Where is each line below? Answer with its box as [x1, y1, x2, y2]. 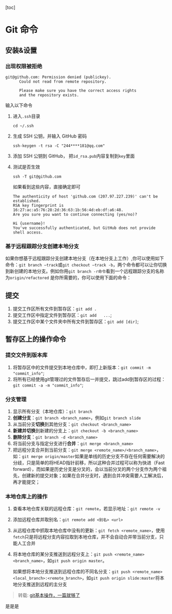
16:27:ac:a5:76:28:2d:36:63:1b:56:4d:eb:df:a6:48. [12, 207, 124, 213]
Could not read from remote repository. [18, 79, 107, 84]
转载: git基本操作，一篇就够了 [17, 592, 81, 599]
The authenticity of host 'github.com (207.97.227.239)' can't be [12, 194, 158, 199]
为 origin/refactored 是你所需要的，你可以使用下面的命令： [5, 275, 131, 281]
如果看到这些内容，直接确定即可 [12, 183, 81, 189]
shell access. [12, 229, 43, 235]
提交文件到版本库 [5, 352, 48, 359]
